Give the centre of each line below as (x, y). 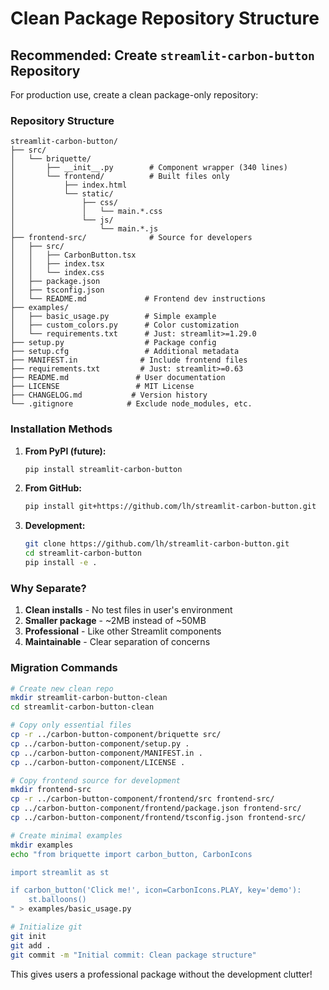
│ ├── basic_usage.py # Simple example (113, 317)
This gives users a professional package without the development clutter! (161, 974)
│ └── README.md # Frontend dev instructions (138, 299)
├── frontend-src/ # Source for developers (131, 238)
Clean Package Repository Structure (165, 18)
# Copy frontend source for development (96, 780)
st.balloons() (57, 900)
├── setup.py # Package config (113, 343)
